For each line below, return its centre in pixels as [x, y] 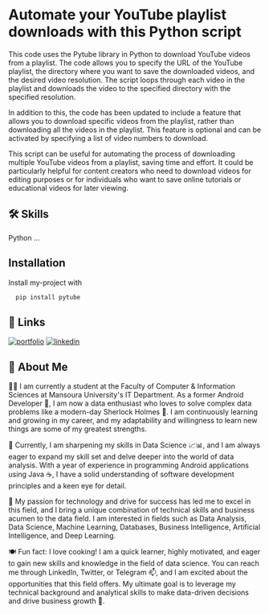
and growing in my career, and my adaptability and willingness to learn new [133, 421]
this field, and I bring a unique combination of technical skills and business [132, 510]
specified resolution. [42, 97]
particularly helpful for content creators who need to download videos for [130, 171]
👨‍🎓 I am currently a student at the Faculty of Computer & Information [122, 386]
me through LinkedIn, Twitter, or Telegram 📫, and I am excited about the [128, 572]
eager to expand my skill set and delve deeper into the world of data [121, 457]
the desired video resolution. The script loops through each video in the [127, 80]
